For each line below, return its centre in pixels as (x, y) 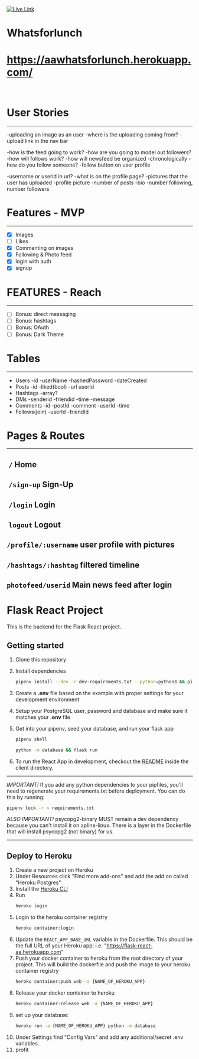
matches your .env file (43, 717)
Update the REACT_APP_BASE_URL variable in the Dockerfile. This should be (104, 939)
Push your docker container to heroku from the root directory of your (99, 958)
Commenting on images (44, 248)
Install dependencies (41, 671)
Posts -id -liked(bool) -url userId (54, 386)
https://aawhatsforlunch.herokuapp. (99, 60)
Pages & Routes (46, 436)
